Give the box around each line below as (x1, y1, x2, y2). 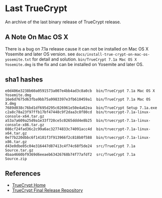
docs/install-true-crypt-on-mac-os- (76, 52, 150, 57)
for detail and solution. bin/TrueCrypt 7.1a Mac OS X (32, 56, 137, 62)
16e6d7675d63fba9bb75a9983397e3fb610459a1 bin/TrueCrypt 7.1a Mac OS (5, 97, 151, 102)
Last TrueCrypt (5, 3, 67, 14)
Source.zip (5, 156, 27, 161)
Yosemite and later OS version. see (5, 51, 75, 57)
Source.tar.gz (5, 148, 34, 153)
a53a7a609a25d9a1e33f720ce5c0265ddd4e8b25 (5, 118, 92, 123)
